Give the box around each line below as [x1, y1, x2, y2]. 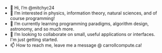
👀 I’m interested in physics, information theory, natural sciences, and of [10, 10, 157, 16]
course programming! [10, 15, 55, 21]
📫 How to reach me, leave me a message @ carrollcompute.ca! [10, 42, 142, 48]
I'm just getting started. [10, 36, 59, 42]
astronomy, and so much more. [10, 26, 75, 32]
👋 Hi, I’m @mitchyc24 [10, 5, 55, 10]
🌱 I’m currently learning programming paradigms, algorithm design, [10, 20, 149, 26]
